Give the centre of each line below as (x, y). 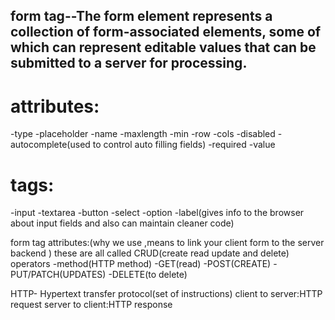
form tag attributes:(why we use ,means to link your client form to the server (167, 243)
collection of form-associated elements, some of (166, 32)
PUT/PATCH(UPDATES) (58, 275)
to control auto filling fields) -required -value (184, 145)
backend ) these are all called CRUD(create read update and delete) (150, 253)
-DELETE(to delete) (148, 275)
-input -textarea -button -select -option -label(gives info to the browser (157, 213)
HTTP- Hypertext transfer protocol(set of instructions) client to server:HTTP (166, 294)
